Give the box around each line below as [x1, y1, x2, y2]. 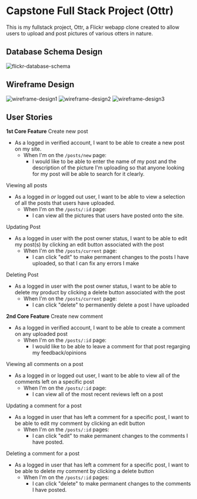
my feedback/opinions [32, 349, 87, 357]
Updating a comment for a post [6, 402, 82, 410]
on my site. [14, 145, 42, 152]
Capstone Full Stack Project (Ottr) [6, 4, 174, 18]
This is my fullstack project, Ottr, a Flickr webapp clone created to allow [6, 24, 179, 31]
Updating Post [6, 224, 41, 231]
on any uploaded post [14, 331, 68, 338]
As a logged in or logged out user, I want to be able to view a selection [14, 193, 185, 201]
